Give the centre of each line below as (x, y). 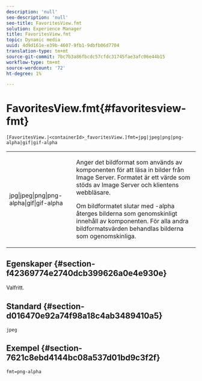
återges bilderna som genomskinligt (127, 213)
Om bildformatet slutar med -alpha (125, 206)
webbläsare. (93, 192)
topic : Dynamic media (33, 40)
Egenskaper (29, 264)
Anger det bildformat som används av (129, 162)
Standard (24, 307)
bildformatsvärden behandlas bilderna (130, 228)
